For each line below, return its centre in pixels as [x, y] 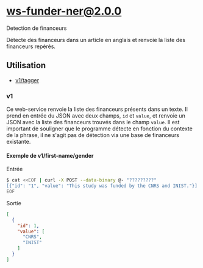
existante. [19, 142]
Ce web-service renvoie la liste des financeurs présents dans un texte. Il [97, 109]
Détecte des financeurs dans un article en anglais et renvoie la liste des [96, 40]
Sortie [14, 203]
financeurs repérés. [31, 46]
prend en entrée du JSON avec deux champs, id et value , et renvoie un [96, 116]
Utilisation [26, 65]
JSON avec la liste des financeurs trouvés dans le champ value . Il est [93, 122]
